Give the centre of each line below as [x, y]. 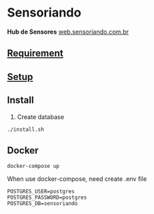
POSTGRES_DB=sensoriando [42, 204]
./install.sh [26, 129]
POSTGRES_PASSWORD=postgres [47, 197]
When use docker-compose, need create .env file [77, 179]
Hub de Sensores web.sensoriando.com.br [68, 32]
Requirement [35, 53]
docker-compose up [33, 167]
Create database [40, 117]
